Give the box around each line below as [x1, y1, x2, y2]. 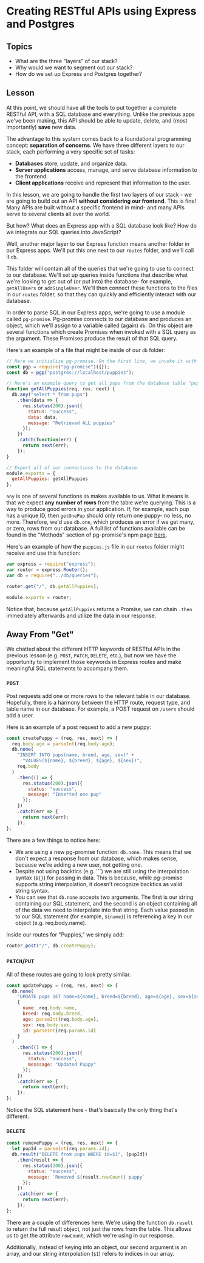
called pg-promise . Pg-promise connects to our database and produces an [6, 315, 192, 322]
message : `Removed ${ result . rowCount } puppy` [28, 1174, 146, 1180]
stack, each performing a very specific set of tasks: [6, 147, 135, 155]
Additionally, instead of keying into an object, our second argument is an [6, 1243, 187, 1251]
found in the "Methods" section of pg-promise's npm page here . [6, 531, 168, 538]
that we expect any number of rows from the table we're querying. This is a [6, 499, 196, 506]
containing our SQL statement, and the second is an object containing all [15, 899, 197, 907]
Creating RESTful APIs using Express [6, 4, 197, 18]
